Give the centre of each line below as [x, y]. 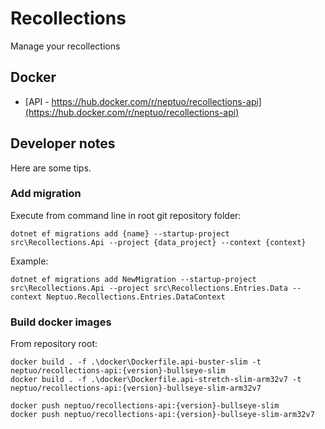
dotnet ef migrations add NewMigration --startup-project [133, 279]
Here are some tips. [51, 168]
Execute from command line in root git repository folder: [126, 215]
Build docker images [61, 322]
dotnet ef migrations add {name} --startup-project [120, 233]
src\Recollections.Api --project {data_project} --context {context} [158, 242]
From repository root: [54, 344]
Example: [29, 261]
